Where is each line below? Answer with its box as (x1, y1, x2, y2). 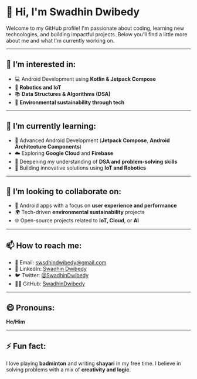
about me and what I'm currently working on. (6, 37, 115, 44)
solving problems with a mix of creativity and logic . (6, 366, 131, 373)
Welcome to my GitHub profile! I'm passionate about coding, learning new (6, 25, 185, 32)
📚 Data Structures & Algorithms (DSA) (14, 90, 111, 97)
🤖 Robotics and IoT (14, 84, 62, 91)
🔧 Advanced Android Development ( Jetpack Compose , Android (14, 137, 170, 144)
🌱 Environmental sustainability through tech (14, 99, 125, 106)
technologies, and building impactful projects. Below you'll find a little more (6, 30, 188, 37)
